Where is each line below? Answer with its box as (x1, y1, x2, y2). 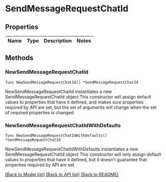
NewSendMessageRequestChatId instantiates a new (5, 89, 112, 94)
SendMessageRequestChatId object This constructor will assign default (5, 93, 152, 99)
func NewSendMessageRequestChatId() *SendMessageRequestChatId (5, 80, 139, 85)
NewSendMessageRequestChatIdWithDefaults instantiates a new (5, 146, 139, 152)
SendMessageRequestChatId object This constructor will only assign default (5, 151, 161, 157)
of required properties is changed (5, 109, 74, 115)
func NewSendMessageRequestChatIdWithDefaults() (5, 133, 108, 138)
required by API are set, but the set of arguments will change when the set (5, 104, 157, 110)
